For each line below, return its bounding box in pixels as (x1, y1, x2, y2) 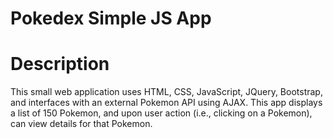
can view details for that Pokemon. (10, 118, 153, 130)
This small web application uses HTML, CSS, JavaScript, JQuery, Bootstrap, (10, 86, 323, 98)
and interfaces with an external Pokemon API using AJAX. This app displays (10, 97, 323, 109)
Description (10, 53, 110, 76)
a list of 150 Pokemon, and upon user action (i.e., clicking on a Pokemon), (10, 107, 313, 119)
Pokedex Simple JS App (10, 7, 212, 30)
